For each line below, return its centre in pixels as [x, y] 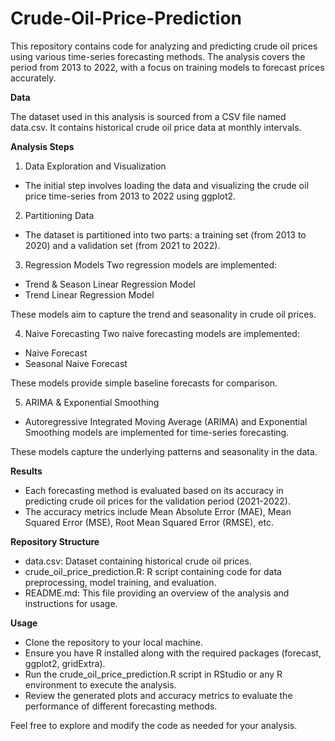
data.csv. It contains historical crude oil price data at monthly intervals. [156, 127]
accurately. [33, 78]
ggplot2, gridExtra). [65, 663]
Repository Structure [55, 541]
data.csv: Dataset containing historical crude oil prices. [138, 561]
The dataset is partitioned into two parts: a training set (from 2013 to [165, 234]
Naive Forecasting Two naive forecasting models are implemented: [162, 333]
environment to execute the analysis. [100, 684]
